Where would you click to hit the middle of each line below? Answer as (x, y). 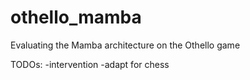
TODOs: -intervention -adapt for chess (90, 64)
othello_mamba (76, 17)
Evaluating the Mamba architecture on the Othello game (125, 45)
